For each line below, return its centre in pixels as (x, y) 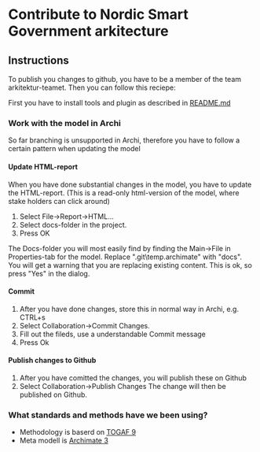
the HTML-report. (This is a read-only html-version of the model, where (124, 193)
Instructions (38, 60)
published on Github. (53, 395)
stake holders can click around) (59, 201)
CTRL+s (32, 317)
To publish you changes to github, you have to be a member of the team (125, 79)
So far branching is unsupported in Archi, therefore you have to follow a (124, 140)
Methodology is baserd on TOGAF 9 (77, 432)
